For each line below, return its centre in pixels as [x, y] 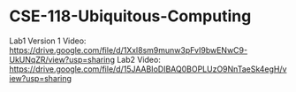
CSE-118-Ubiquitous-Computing [130, 16]
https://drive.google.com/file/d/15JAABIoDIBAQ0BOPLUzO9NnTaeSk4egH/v [148, 69]
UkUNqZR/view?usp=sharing [62, 59]
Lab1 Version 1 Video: [48, 41]
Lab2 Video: [138, 59]
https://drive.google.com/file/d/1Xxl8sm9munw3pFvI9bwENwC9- [129, 50]
